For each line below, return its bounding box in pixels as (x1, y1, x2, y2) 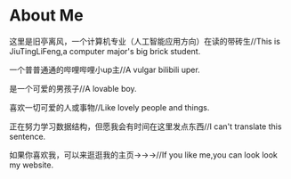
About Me (9, 5, 84, 26)
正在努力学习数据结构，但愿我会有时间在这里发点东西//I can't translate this (9, 121, 282, 132)
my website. (9, 159, 54, 170)
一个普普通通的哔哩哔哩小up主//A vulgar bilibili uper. (9, 64, 200, 75)
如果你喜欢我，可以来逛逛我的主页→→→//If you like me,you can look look (9, 149, 279, 160)
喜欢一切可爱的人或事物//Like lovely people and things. (9, 102, 210, 112)
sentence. (9, 131, 46, 142)
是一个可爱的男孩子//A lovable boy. (9, 83, 137, 94)
